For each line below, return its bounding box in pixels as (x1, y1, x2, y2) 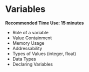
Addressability (12, 45, 42, 51)
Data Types (12, 56, 36, 62)
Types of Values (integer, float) (12, 51, 76, 57)
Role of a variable (12, 29, 49, 35)
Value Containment (12, 35, 52, 41)
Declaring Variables (12, 61, 53, 67)
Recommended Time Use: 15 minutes (5, 20, 84, 26)
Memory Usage (12, 40, 44, 46)
